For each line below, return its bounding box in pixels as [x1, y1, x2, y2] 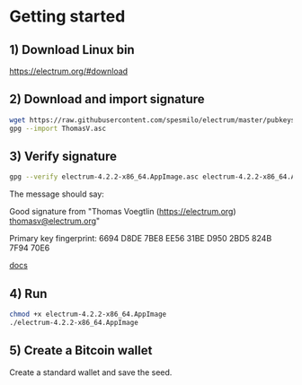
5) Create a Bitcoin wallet [9, 343, 153, 358]
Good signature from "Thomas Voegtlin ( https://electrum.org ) [9, 206, 236, 217]
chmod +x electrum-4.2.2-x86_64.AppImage [9, 310, 167, 319]
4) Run [9, 285, 48, 302]
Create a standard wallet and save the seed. [9, 366, 173, 378]
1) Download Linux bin [9, 42, 135, 57]
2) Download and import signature [9, 92, 205, 107]
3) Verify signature [9, 148, 117, 163]
